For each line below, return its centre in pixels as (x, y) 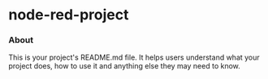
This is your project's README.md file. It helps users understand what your (134, 57)
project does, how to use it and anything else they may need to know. (125, 66)
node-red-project (69, 15)
